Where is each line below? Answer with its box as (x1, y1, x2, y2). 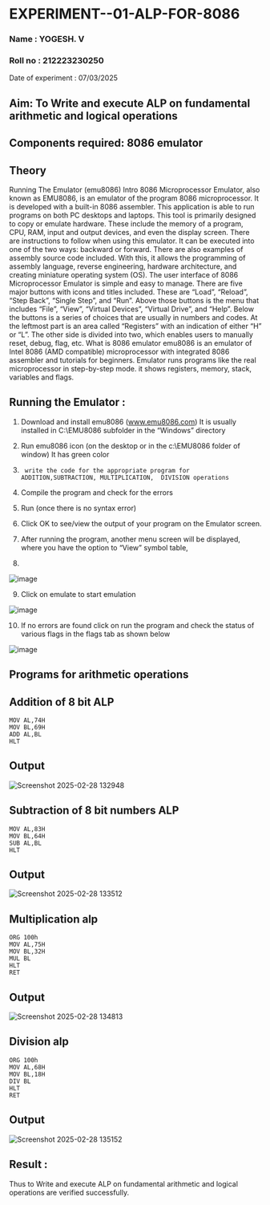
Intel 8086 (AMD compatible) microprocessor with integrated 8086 (9, 347, 230, 356)
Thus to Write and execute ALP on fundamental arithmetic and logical (9, 1179, 239, 1188)
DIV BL (9, 1077, 31, 1085)
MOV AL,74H (9, 716, 46, 724)
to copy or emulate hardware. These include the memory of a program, (9, 219, 244, 229)
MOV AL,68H (9, 1063, 46, 1071)
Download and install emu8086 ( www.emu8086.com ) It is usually (20, 416, 237, 426)
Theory (9, 164, 47, 177)
